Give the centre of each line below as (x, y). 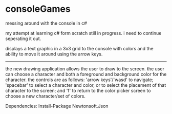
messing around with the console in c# (46, 23)
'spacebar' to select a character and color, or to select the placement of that (86, 85)
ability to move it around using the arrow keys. (54, 54)
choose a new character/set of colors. (46, 96)
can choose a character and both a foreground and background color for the (86, 74)
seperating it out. (23, 39)
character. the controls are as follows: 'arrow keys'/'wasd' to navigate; (79, 80)
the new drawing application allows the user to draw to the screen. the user (85, 69)
